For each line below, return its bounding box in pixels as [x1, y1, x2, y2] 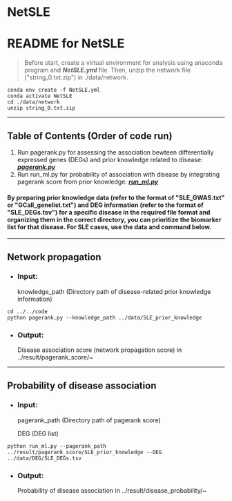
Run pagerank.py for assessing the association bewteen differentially [17, 148, 214, 156]
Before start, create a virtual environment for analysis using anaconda [23, 59, 223, 67]
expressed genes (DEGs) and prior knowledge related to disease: [17, 155, 203, 164]
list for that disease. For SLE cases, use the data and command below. [7, 222, 212, 231]
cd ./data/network [7, 99, 60, 106]
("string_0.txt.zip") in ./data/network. [23, 73, 129, 81]
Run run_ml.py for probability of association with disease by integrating [17, 170, 220, 178]
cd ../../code [7, 308, 48, 315]
